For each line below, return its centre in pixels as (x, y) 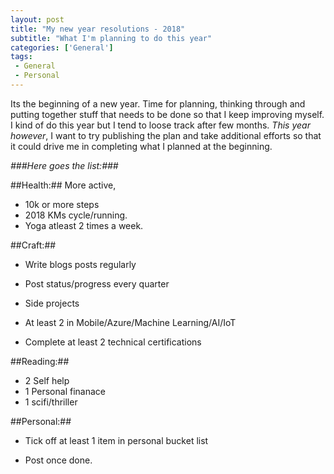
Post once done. (58, 460)
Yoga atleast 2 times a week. (84, 225)
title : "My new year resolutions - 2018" (98, 29)
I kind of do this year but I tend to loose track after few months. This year (160, 125)
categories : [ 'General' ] (62, 47)
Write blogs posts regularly (80, 264)
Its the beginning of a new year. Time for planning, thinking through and (158, 103)
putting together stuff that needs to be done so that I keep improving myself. (167, 114)
